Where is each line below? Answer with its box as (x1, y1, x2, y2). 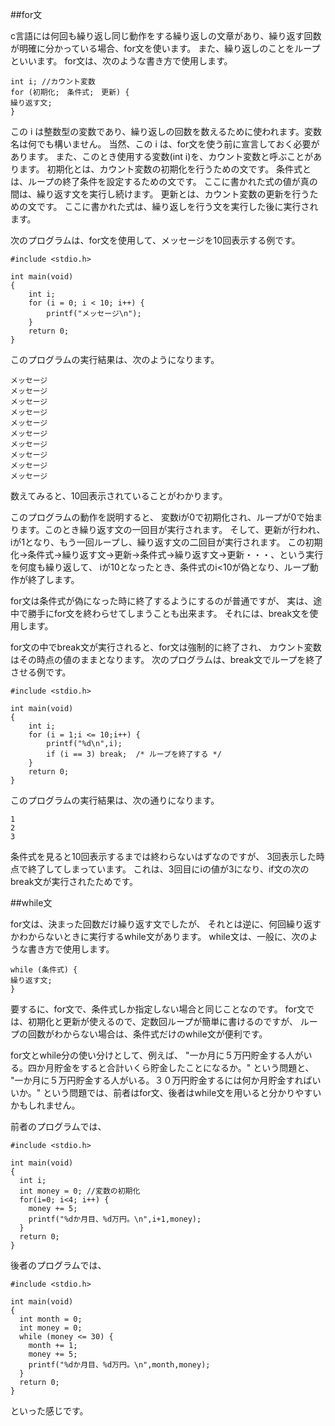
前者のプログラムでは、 (10, 1121, 107, 1132)
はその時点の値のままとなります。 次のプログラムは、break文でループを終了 (10, 654, 324, 665)
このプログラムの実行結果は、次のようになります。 (10, 354, 220, 365)
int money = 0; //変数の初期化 (19, 1186, 141, 1196)
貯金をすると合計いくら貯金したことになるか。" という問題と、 (53, 1062, 315, 1073)
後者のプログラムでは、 (10, 1259, 107, 1271)
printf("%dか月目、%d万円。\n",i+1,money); (28, 1214, 202, 1224)
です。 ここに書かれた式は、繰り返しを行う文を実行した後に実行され (36, 201, 319, 212)
